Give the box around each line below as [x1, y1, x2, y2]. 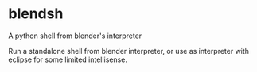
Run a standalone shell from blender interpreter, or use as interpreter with [8, 46, 249, 55]
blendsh [8, 5, 64, 23]
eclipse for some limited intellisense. [8, 55, 127, 64]
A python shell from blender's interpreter [8, 31, 142, 40]
